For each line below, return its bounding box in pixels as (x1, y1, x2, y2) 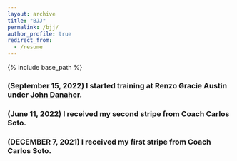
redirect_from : (7, 37, 53, 44)
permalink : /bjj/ (7, 24, 59, 31)
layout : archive (7, 10, 56, 18)
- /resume (14, 43, 43, 51)
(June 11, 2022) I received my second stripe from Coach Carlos (7, 108, 230, 118)
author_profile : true (7, 30, 72, 38)
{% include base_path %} (7, 63, 83, 71)
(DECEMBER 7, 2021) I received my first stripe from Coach (7, 137, 211, 147)
